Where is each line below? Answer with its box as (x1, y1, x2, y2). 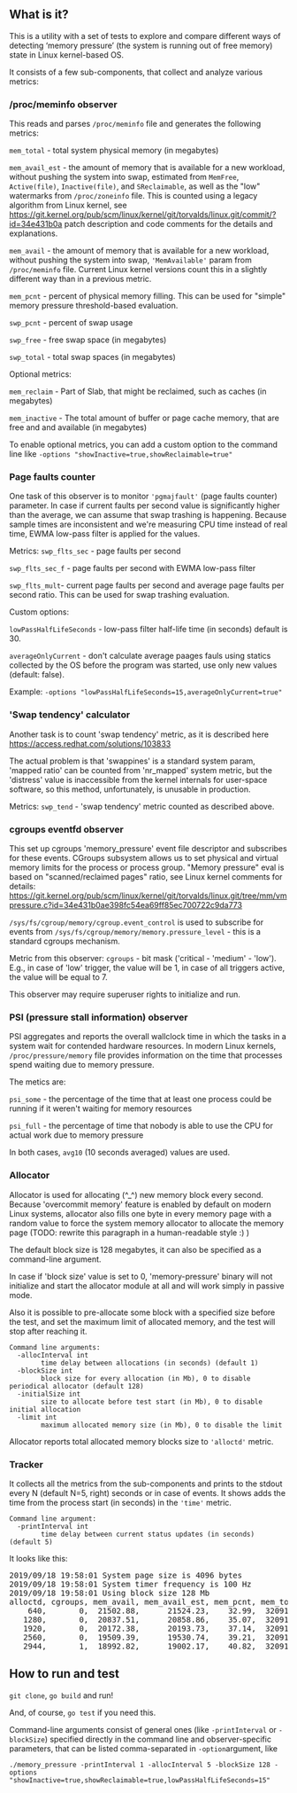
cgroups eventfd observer (9, 823, 124, 835)
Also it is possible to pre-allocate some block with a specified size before (9, 1307, 276, 1318)
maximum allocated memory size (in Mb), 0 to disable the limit (41, 1421, 283, 1429)
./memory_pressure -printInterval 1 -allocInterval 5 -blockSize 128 (9, 1760, 271, 1769)
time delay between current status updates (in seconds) (41, 1530, 255, 1539)
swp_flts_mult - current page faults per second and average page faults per (9, 580, 285, 591)
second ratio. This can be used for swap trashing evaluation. (9, 590, 230, 600)
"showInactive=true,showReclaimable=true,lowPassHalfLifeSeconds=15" (9, 1775, 271, 1785)
